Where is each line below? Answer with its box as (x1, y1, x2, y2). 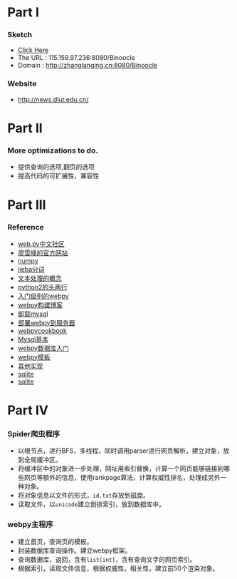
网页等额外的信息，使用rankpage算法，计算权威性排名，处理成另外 (23, 473, 221, 482)
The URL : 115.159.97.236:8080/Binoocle (17, 53, 135, 62)
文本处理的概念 (17, 274, 62, 282)
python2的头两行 (17, 282, 68, 291)
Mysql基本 (17, 334, 48, 343)
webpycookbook (17, 326, 68, 335)
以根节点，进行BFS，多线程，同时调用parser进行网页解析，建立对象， (17, 446, 223, 455)
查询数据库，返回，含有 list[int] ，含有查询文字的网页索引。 (17, 555, 197, 563)
